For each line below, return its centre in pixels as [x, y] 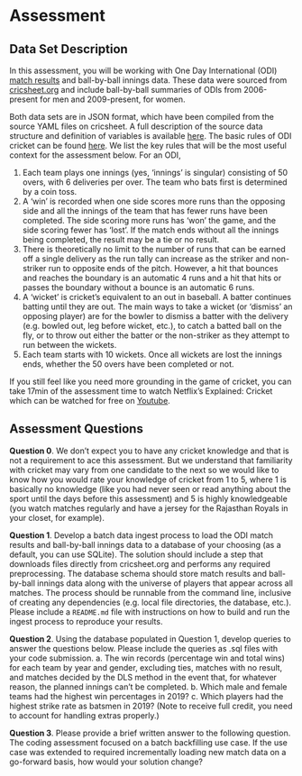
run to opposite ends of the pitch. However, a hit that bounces [163, 268]
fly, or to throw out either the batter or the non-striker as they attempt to [156, 335]
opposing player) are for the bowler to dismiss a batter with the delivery [155, 316]
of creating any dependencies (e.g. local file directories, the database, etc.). [150, 602]
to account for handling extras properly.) [84, 715]
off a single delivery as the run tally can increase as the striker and [146, 259]
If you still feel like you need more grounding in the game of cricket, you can [151, 381]
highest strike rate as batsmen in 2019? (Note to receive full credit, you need [151, 706]
